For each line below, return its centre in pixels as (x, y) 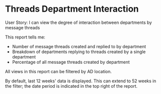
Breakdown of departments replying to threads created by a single (79, 52)
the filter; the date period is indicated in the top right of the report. (71, 86)
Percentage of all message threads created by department (71, 62)
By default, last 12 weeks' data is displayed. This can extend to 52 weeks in (81, 81)
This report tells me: (25, 37)
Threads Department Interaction (72, 9)
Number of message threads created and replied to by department (79, 46)
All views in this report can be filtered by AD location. (59, 71)
